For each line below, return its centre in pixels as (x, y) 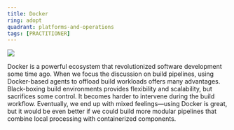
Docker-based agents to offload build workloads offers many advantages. (114, 82)
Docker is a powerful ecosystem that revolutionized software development (115, 67)
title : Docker (28, 14)
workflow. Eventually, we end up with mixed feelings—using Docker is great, (117, 104)
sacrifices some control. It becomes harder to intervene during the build (111, 96)
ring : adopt (25, 20)
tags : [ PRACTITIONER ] (39, 33)
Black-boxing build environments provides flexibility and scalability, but (110, 89)
